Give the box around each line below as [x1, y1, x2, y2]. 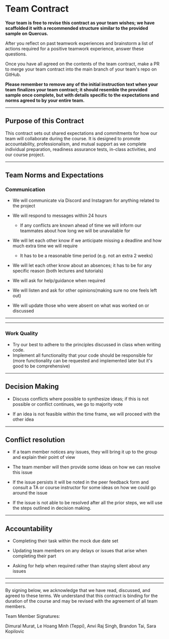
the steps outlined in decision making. [12, 505, 92, 511]
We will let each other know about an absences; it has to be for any [12, 262, 152, 269]
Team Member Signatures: [5, 613, 60, 619]
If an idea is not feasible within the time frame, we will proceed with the [12, 411, 160, 417]
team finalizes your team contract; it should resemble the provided [5, 86, 147, 92]
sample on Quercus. [5, 30, 49, 36]
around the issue [12, 490, 48, 496]
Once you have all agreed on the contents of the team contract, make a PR [5, 61, 160, 67]
